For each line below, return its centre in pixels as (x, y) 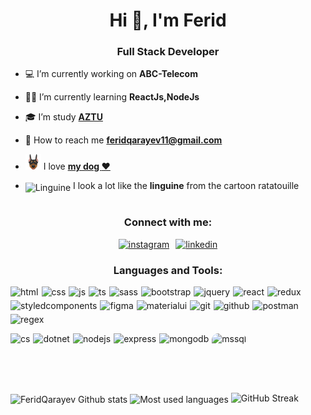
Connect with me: (168, 222)
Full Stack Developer (168, 52)
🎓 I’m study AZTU (63, 117)
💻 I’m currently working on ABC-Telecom (111, 74)
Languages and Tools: (168, 270)
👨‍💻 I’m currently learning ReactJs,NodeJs (112, 97)
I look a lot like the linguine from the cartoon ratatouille (186, 186)
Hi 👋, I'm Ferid (168, 20)
